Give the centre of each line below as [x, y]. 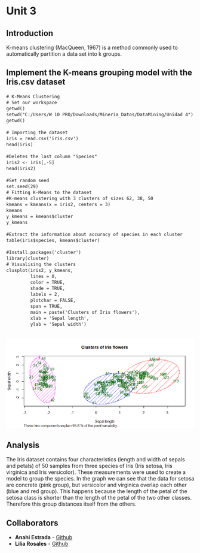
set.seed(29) [22, 186]
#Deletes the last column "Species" [52, 156]
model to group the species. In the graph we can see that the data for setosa [100, 479]
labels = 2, [45, 294]
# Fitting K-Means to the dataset [49, 192]
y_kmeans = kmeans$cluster [40, 216]
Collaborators [32, 523]
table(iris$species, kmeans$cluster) [53, 240]
